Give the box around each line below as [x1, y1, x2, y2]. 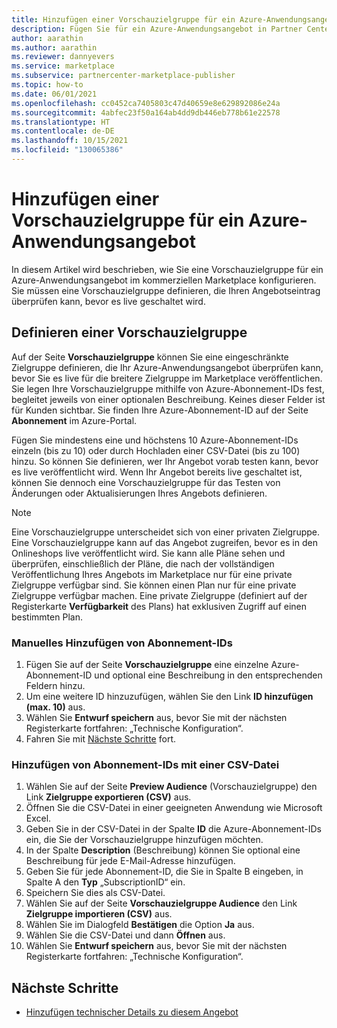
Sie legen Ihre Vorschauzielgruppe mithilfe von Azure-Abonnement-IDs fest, [11, 382, 325, 395]
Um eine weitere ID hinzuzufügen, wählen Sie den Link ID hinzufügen [25, 690, 314, 702]
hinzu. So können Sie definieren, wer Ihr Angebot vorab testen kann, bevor [11, 455, 319, 467]
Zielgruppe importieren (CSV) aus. [25, 908, 173, 920]
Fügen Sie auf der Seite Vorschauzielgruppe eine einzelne [25, 658, 269, 670]
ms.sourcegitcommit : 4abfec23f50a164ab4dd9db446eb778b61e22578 [11, 107, 281, 118]
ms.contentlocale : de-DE [11, 126, 115, 136]
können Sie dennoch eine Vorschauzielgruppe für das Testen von [11, 476, 281, 488]
